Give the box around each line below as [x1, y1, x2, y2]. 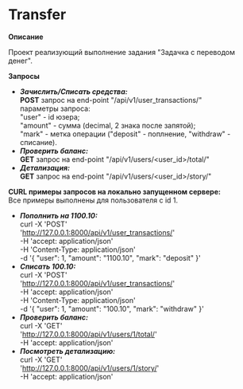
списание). [19, 137, 57, 147]
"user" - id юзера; [19, 112, 80, 121]
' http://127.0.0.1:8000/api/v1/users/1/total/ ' [19, 329, 157, 339]
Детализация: [19, 163, 70, 172]
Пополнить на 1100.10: [19, 210, 98, 220]
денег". [8, 56, 33, 65]
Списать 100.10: [19, 261, 76, 271]
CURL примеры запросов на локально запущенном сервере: [8, 187, 221, 196]
